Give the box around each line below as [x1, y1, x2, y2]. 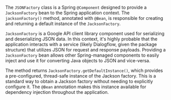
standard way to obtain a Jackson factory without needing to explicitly [5, 79, 153, 84]
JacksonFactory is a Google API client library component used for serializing [5, 31, 165, 36]
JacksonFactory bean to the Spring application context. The [5, 10, 130, 16]
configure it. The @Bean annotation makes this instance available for [5, 84, 146, 90]
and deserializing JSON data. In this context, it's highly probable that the [5, 36, 158, 42]
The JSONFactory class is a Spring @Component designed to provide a [5, 5, 147, 10]
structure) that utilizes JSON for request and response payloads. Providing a [5, 47, 166, 53]
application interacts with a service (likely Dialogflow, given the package [5, 41, 157, 47]
